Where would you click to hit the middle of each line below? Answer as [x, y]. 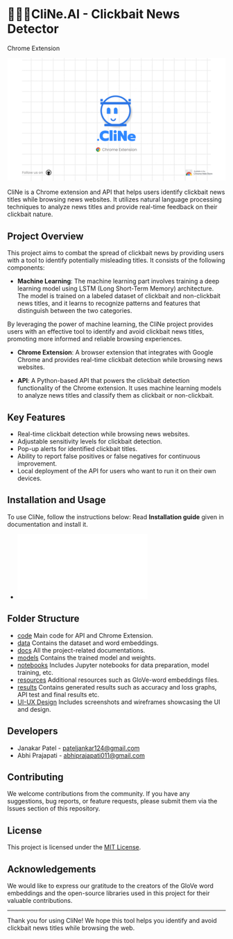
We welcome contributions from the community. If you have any [98, 794]
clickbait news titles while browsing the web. [71, 928]
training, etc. [35, 672]
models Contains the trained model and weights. [86, 658]
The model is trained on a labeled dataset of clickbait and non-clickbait [119, 296]
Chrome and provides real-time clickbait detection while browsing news [120, 360]
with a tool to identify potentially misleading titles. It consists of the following [116, 261]
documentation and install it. [48, 524]
